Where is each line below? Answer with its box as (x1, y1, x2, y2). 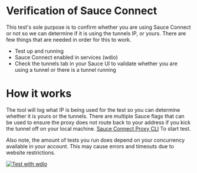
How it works (6, 87, 72, 101)
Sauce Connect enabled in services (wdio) (14, 54, 118, 61)
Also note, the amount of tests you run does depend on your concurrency (6, 137, 185, 144)
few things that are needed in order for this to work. (6, 36, 132, 43)
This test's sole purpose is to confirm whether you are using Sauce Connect (6, 24, 191, 31)
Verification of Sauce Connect (6, 4, 157, 18)
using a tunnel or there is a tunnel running (14, 66, 116, 73)
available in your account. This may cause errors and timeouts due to (6, 142, 174, 149)
